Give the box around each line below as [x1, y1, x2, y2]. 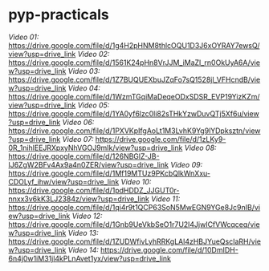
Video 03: [67, 66, 100, 75]
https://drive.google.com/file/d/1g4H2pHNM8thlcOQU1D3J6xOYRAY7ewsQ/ [8, 40, 260, 50]
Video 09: [169, 160, 203, 169]
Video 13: [67, 228, 99, 237]
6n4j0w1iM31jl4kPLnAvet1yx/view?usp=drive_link [8, 253, 171, 263]
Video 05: [77, 100, 110, 110]
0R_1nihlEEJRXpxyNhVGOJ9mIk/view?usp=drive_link [8, 143, 183, 152]
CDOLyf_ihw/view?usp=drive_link [8, 176, 120, 186]
